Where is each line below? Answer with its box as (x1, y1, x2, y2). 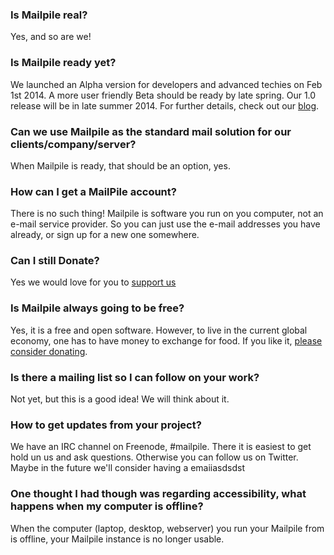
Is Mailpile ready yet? (10, 56, 117, 70)
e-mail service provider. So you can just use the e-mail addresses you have (10, 218, 321, 230)
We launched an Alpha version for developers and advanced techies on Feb (10, 78, 323, 90)
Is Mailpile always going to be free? (10, 301, 185, 315)
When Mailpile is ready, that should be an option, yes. (10, 159, 231, 172)
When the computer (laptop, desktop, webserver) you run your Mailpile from (10, 522, 325, 534)
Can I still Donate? (10, 254, 100, 268)
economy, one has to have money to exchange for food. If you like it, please (10, 334, 323, 347)
